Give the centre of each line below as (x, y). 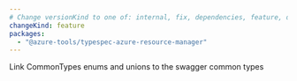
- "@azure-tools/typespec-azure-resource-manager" (112, 42)
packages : (27, 33)
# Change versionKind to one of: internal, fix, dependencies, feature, (146, 17)
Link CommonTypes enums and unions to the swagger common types (137, 67)
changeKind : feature (47, 26)
